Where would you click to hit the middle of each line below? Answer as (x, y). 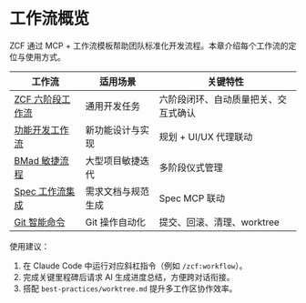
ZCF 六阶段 (38, 99)
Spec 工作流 (40, 191)
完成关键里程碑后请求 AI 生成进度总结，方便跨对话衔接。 (128, 277)
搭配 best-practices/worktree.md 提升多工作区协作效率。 (130, 288)
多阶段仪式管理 (191, 167)
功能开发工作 (42, 130)
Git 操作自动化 (115, 222)
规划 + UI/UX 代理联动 (206, 136)
